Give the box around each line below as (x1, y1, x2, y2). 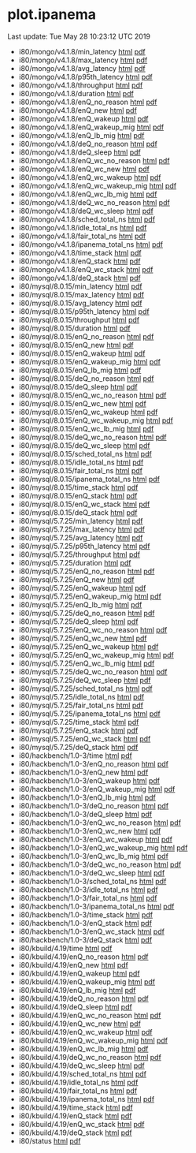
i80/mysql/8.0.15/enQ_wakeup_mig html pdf (18, 356, 161, 366)
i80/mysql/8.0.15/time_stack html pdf (18, 483, 139, 492)
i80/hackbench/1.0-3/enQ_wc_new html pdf (18, 826, 161, 835)
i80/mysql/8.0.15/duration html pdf (18, 323, 131, 333)
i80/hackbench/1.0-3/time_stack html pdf (18, 909, 153, 920)
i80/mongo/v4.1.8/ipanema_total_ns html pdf (18, 239, 163, 249)
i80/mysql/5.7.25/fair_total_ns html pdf (18, 700, 143, 710)
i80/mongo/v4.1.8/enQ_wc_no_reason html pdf (18, 155, 170, 165)
